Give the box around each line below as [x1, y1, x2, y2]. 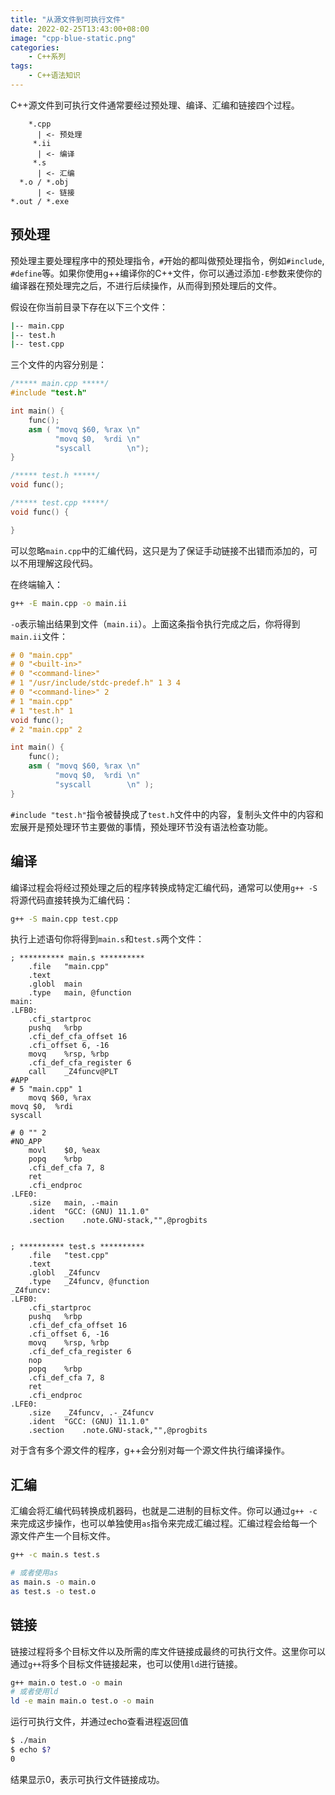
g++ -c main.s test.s [10, 1550, 101, 1560]
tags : [10, 61, 33, 71]
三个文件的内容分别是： [10, 359, 107, 371]
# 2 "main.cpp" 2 [10, 724, 83, 735]
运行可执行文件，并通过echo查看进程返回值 [10, 1716, 189, 1728]
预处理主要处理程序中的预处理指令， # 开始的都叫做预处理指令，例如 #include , [10, 254, 325, 266]
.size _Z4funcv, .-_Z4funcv [28, 1408, 155, 1418]
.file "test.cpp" [28, 1251, 110, 1261]
